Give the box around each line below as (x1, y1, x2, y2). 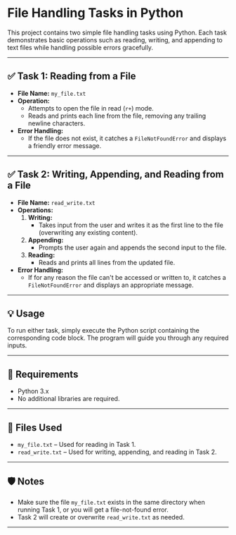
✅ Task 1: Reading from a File (7, 70, 136, 82)
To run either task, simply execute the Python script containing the (7, 326, 200, 335)
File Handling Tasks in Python (7, 5, 184, 21)
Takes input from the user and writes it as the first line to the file (38, 221, 223, 229)
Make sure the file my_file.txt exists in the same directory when (17, 498, 205, 506)
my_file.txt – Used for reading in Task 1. (17, 441, 136, 448)
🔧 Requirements (7, 368, 79, 380)
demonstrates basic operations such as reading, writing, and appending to (7, 35, 223, 44)
